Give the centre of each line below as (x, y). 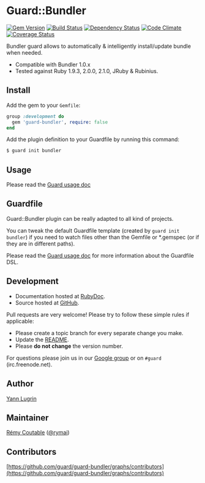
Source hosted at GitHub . (47, 303)
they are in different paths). (41, 244)
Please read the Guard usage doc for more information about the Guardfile (100, 255)
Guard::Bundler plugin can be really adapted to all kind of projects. (90, 218)
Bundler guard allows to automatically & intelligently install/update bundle (99, 46)
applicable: (20, 321)
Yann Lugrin (21, 398)
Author (20, 384)
